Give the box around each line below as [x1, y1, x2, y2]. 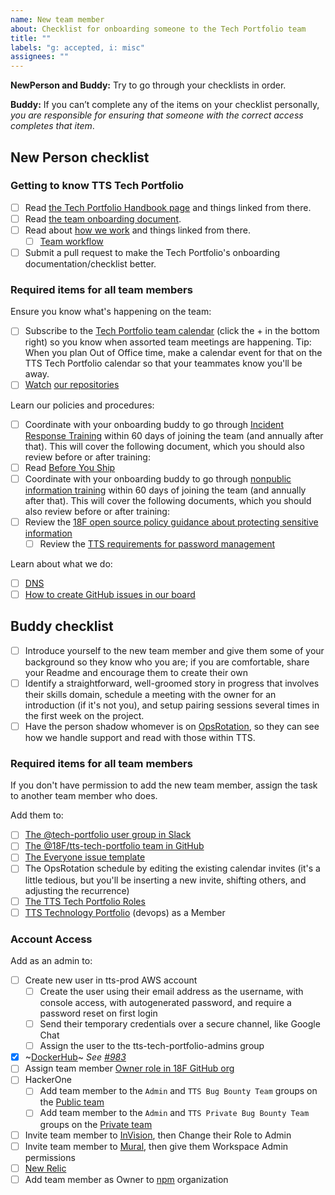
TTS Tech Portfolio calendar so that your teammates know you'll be [24, 357, 303, 370]
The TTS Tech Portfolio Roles [24, 895, 146, 907]
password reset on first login [39, 1007, 158, 1020]
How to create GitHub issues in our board [24, 588, 196, 600]
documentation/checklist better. [24, 258, 157, 270]
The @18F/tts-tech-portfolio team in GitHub [24, 840, 205, 852]
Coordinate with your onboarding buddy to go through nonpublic [24, 472, 292, 485]
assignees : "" [10, 52, 70, 62]
